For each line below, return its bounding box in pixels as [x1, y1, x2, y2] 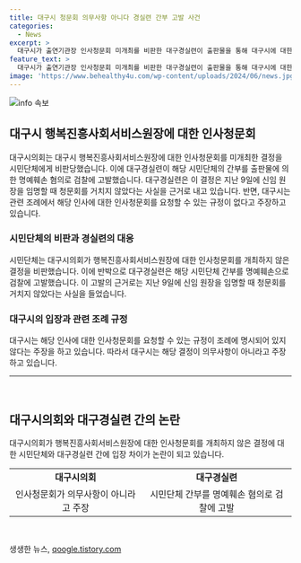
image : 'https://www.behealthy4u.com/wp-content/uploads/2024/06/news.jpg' [9, 72, 298, 81]
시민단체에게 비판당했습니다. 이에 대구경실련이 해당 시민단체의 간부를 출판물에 [9, 163, 280, 173]
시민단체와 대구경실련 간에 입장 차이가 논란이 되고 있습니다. [18, 448, 225, 459]
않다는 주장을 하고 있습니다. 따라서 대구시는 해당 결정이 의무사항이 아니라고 [9, 347, 271, 357]
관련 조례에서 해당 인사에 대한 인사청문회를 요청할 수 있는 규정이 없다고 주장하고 [9, 197, 287, 207]
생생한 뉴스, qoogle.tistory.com [9, 543, 122, 554]
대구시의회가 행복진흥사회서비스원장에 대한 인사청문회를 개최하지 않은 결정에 [9, 437, 276, 448]
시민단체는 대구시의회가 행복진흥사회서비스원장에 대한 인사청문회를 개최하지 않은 [9, 254, 290, 265]
